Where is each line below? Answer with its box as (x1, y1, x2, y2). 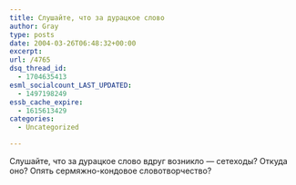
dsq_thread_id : (9, 64, 67, 73)
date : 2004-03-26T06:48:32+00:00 (9, 38, 137, 48)
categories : (9, 114, 55, 123)
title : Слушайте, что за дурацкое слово (9, 13, 166, 23)
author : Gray (9, 22, 59, 31)
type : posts (9, 30, 55, 39)
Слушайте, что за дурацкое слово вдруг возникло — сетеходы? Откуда (9, 156, 289, 166)
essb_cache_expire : (9, 97, 84, 107)
